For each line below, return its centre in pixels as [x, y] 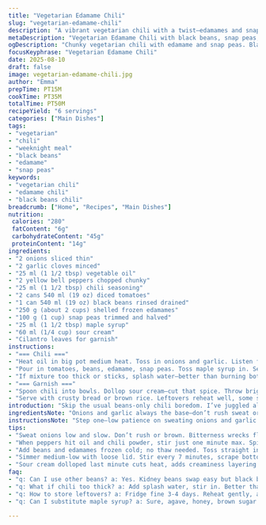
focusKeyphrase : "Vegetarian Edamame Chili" [83, 52]
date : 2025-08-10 [37, 60]
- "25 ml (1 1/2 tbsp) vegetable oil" [72, 273]
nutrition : [26, 215]
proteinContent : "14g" [49, 244]
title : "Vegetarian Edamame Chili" [67, 15]
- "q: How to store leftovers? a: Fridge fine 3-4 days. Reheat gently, [131, 494]
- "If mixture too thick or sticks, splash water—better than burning [127, 376]
